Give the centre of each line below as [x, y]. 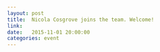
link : [15, 26]
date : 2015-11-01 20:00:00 [49, 32]
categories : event [33, 38]
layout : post [26, 13]
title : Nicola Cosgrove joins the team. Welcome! [81, 20]
